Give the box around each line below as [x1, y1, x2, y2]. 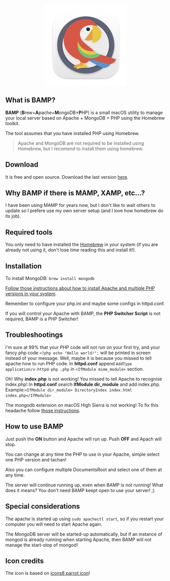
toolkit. [5, 120, 20, 126]
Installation [5, 262, 42, 270]
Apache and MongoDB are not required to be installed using [17, 140, 144, 146]
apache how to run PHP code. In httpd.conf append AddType [5, 360, 132, 366]
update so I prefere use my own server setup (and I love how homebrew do [5, 207, 163, 214]
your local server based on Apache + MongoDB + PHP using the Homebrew [5, 114, 165, 121]
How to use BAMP [5, 422, 64, 431]
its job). [5, 213, 21, 219]
